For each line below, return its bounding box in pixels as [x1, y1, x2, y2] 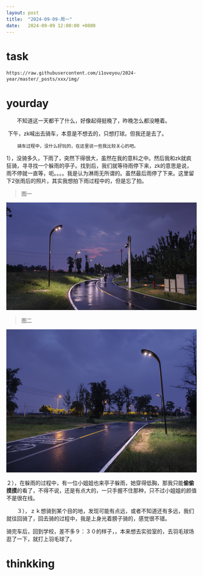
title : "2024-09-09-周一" [6, 16, 72, 22]
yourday [6, 96, 49, 110]
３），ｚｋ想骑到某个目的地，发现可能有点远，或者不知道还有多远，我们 [16, 507, 195, 514]
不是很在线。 [6, 494, 38, 502]
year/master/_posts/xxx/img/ [6, 76, 80, 82]
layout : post [6, 10, 39, 16]
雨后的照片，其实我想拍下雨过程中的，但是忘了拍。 [20, 177, 147, 185]
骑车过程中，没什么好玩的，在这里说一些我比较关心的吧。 [17, 143, 139, 150]
